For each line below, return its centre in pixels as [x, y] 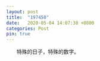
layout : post [22, 12]
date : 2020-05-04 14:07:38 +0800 [50, 23]
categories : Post [28, 28]
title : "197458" [28, 17]
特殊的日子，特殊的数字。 [48, 52]
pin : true [18, 34]
